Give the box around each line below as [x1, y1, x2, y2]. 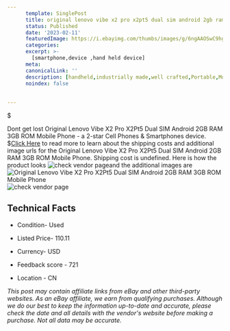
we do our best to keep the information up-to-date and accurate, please [7, 302, 212, 310]
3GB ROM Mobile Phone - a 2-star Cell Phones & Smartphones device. [7, 132, 207, 140]
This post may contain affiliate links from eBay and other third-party [7, 287, 201, 295]
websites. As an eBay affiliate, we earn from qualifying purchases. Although [7, 294, 222, 302]
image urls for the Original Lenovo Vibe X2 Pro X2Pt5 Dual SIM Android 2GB [7, 146, 222, 155]
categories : [25, 42, 60, 49]
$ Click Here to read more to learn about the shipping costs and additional [7, 140, 214, 147]
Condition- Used [16, 220, 64, 229]
